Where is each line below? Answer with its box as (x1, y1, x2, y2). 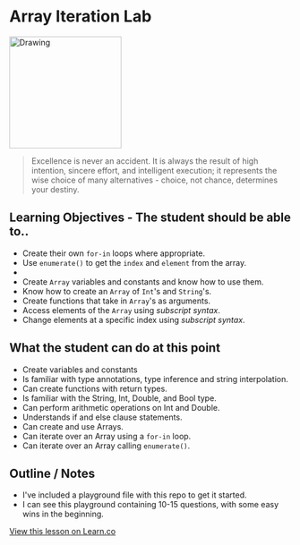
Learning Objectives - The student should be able (9, 210, 291, 226)
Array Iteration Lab (9, 6, 152, 27)
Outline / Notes (9, 465, 96, 481)
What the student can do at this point (9, 340, 221, 355)
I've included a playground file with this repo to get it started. (21, 490, 248, 500)
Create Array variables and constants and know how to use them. (21, 276, 264, 287)
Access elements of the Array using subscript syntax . (21, 304, 221, 315)
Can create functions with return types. (21, 383, 167, 394)
